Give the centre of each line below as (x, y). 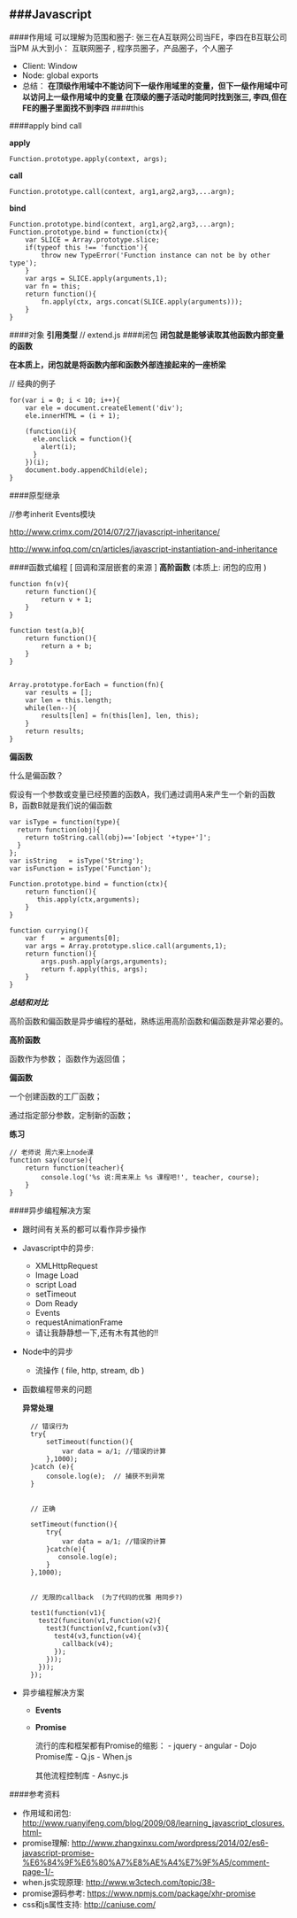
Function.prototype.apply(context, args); (88, 159)
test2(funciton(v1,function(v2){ (100, 1620)
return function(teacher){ (75, 1168)
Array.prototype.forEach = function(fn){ (87, 684)
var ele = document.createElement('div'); (104, 408)
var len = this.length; (69, 700)
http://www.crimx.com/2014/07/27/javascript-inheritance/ (115, 531)
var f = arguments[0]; (73, 938)
